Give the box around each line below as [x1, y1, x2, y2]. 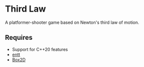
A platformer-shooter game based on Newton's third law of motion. [5, 19, 140, 25]
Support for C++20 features [12, 46, 68, 52]
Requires [5, 33, 33, 42]
